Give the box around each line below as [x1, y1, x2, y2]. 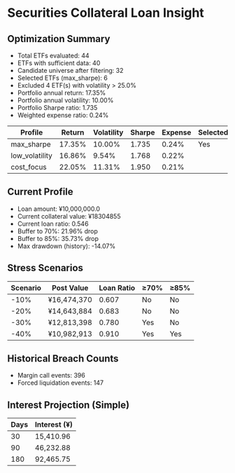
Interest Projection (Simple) [7, 399, 130, 411]
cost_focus [10, 163, 47, 172]
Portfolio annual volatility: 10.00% [17, 96, 114, 104]
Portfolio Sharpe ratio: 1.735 [17, 104, 98, 111]
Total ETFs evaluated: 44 [17, 51, 90, 60]
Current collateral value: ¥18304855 [17, 212, 121, 220]
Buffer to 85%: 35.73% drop [17, 234, 99, 242]
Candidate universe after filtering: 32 [17, 67, 124, 74]
